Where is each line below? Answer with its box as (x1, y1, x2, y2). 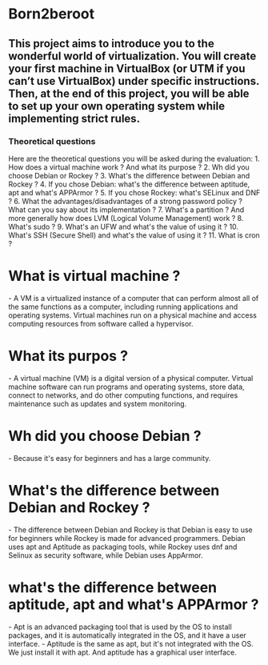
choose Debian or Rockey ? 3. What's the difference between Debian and (8, 170, 250, 180)
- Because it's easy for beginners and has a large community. (8, 453, 211, 463)
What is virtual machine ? (8, 267, 181, 285)
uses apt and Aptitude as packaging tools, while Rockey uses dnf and (8, 542, 238, 551)
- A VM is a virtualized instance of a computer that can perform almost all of (8, 293, 259, 302)
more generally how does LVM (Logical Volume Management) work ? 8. (8, 213, 244, 222)
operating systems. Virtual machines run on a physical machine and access (8, 310, 258, 320)
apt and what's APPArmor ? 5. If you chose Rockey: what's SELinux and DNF (8, 187, 261, 197)
